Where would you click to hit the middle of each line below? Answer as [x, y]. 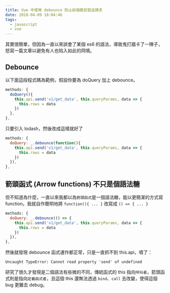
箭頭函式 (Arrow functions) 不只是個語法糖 [73, 184]
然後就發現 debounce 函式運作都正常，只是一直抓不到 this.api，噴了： [79, 252]
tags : [11, 19]
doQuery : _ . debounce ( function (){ [45, 143]
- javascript [24, 24]
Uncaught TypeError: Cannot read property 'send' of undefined [74, 262]
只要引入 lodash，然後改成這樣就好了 [44, 129]
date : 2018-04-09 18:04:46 [34, 15]
